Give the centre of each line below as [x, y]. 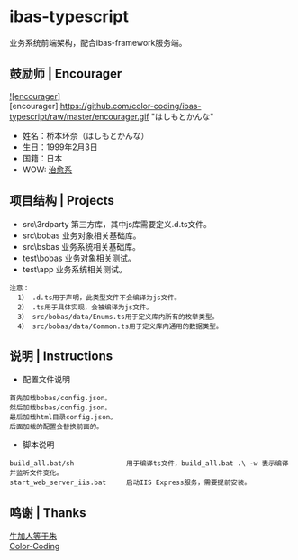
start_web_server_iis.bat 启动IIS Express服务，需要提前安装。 [131, 483]
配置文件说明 [46, 380]
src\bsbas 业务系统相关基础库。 [81, 246]
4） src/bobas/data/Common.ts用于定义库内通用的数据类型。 [120, 326]
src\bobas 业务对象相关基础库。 [81, 235]
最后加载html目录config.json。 [63, 418]
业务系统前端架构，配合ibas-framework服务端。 [98, 42]
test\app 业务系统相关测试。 [75, 269]
